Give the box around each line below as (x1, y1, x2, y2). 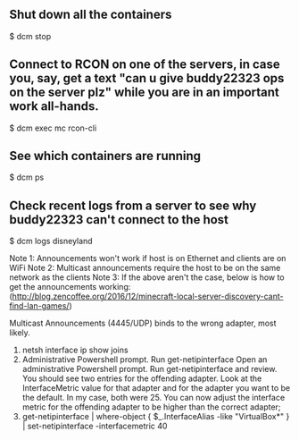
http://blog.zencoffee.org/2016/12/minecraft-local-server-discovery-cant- (12, 291, 284, 302)
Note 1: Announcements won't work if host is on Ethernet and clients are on (9, 253, 287, 264)
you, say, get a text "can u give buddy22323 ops (9, 71, 285, 86)
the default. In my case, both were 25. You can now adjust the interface (21, 393, 286, 403)
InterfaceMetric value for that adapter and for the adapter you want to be (21, 383, 291, 393)
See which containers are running (9, 148, 202, 164)
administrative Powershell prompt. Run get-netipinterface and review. (21, 364, 278, 375)
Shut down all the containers (9, 7, 172, 22)
